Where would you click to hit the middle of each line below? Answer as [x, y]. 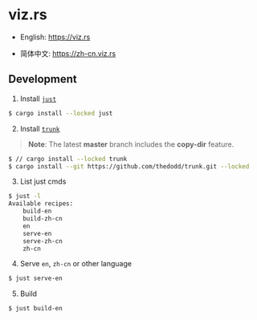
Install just [38, 99]
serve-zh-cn [43, 241]
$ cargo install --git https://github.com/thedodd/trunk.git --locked [129, 166]
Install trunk [40, 128]
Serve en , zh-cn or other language [76, 264]
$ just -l [25, 196]
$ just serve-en [35, 278]
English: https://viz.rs [55, 37]
